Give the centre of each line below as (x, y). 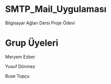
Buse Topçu (17, 76)
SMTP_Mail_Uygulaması (56, 9)
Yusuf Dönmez (20, 66)
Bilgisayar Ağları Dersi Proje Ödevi (40, 23)
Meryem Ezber (20, 57)
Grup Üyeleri (32, 43)
